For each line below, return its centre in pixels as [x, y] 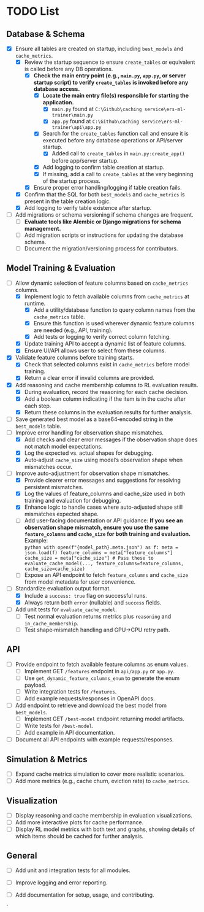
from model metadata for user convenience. [80, 582]
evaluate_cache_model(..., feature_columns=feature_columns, [104, 564]
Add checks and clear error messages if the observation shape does [111, 439]
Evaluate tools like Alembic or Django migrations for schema [103, 222]
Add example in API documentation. [70, 733]
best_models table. [38, 426]
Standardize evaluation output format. [63, 589]
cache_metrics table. [59, 317]
